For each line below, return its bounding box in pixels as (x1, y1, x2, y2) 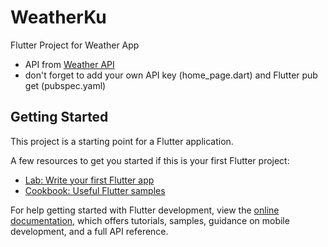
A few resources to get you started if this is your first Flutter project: (10, 154, 290, 166)
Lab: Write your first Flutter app (24, 174, 155, 186)
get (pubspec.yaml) (24, 79, 107, 91)
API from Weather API (24, 58, 115, 70)
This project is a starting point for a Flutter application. (10, 135, 234, 147)
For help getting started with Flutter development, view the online (10, 204, 280, 216)
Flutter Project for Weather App (10, 39, 140, 51)
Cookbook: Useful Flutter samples (24, 184, 166, 196)
